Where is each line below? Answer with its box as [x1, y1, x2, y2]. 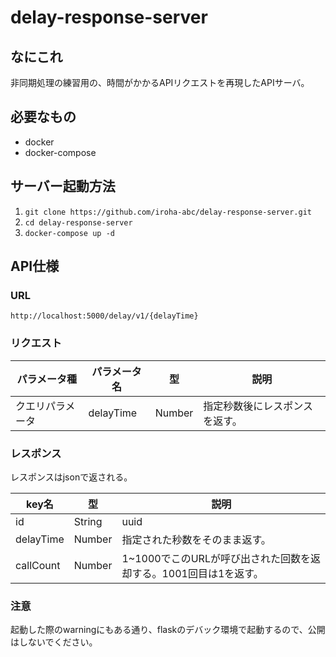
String [73, 514, 103, 528]
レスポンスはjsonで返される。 [10, 471, 133, 483]
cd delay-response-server [24, 217, 133, 228]
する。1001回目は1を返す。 [131, 566, 264, 580]
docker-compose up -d [24, 228, 115, 238]
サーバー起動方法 [10, 178, 116, 195]
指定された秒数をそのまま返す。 [121, 532, 272, 546]
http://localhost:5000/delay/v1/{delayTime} [10, 311, 199, 321]
